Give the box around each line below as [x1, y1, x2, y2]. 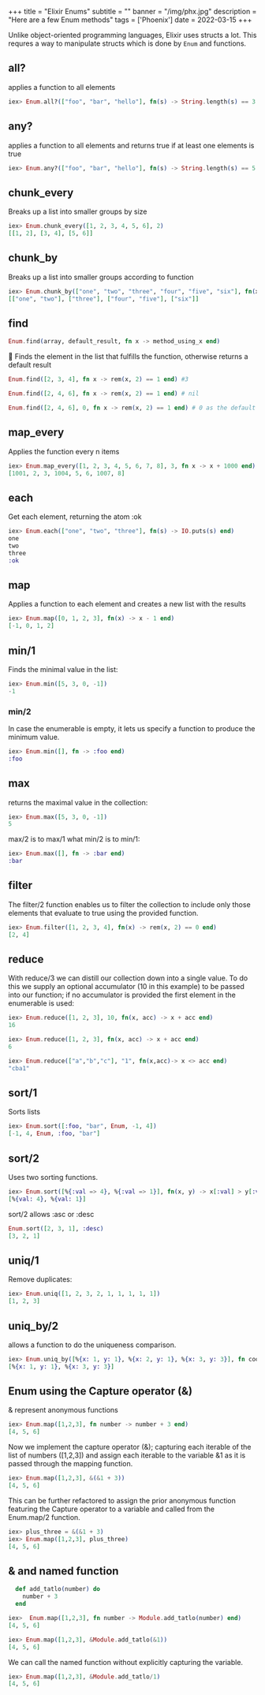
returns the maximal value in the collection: [8, 797, 148, 807]
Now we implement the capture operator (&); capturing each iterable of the [8, 1443, 252, 1452]
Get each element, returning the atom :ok [8, 512, 142, 521]
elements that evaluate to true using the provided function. [8, 908, 199, 917]
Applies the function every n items [8, 446, 120, 456]
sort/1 [8, 1086, 38, 1100]
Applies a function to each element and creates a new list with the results [8, 599, 246, 609]
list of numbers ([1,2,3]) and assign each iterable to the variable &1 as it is [8, 1450, 246, 1460]
